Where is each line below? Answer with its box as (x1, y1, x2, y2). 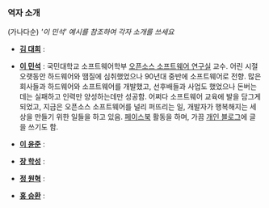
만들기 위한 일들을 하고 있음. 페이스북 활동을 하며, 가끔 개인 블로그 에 (34, 112, 248, 122)
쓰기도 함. (27, 122, 59, 132)
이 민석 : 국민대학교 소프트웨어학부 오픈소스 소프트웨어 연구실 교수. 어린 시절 (19, 62, 258, 71)
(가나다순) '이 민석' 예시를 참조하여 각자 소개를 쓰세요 (7, 27, 174, 37)
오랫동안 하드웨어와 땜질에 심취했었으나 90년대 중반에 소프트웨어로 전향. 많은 (19, 71, 262, 82)
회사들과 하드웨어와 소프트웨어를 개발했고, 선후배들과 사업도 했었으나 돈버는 (19, 82, 258, 91)
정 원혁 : (19, 174, 45, 184)
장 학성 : (19, 156, 45, 167)
